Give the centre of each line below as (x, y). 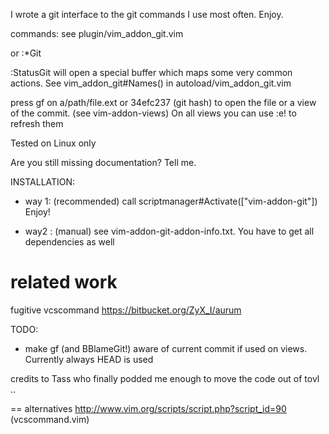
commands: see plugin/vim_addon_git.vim (97, 33)
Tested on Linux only (53, 143)
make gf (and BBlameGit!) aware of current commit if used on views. (166, 348)
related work (64, 282)
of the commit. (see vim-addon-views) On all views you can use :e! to (153, 113)
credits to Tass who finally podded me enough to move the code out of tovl (165, 378)
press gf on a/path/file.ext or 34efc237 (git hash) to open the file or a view (163, 102)
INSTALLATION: (43, 182)
